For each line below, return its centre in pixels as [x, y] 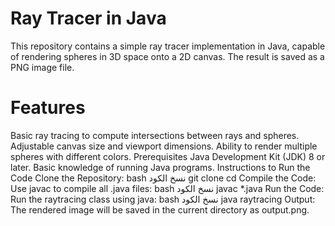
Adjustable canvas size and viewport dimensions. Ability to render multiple [164, 146]
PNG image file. [42, 67]
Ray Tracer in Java [88, 18]
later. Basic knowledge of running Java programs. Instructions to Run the [160, 167]
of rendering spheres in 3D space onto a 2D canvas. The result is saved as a [167, 56]
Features [48, 108]
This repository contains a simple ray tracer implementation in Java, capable [168, 46]
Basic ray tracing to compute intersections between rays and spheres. [155, 135]
